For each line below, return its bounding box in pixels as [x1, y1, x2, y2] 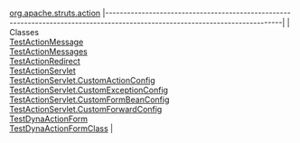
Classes [9, 27, 39, 37]
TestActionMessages [9, 46, 88, 57]
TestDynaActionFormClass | [9, 123, 114, 134]
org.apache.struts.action [9, 8, 101, 18]
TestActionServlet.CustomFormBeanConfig [9, 94, 170, 105]
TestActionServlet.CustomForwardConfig [9, 104, 163, 114]
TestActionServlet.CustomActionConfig [9, 75, 155, 85]
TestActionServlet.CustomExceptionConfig [9, 85, 169, 95]
